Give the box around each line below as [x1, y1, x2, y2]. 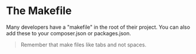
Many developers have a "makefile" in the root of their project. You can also [6, 23, 191, 31]
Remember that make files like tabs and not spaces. [20, 41, 146, 48]
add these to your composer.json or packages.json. [6, 29, 132, 36]
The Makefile [6, 4, 72, 18]
